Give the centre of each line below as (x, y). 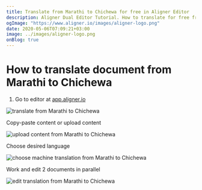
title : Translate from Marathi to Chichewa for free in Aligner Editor (98, 12)
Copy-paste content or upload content (54, 122)
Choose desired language (38, 146)
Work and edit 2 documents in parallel (53, 169)
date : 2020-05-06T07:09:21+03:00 (48, 29)
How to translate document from (89, 70)
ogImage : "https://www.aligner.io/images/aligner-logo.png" (83, 23)
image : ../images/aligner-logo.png (51, 34)
